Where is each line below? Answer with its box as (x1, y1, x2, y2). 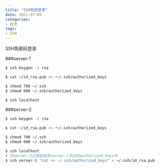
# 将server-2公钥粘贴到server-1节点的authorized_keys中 (5, 153, 118, 158)
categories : (5, 17, 30, 22)
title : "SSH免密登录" (5, 7, 48, 13)
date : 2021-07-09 (5, 12, 42, 17)
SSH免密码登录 (5, 46, 37, 51)
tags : (5, 26, 17, 31)
